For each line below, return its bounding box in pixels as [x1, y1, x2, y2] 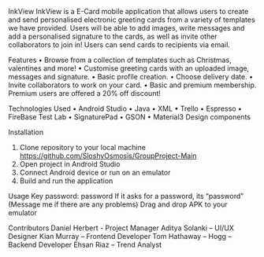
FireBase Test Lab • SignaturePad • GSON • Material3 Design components [8, 112, 251, 121]
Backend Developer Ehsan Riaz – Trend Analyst [8, 240, 162, 249]
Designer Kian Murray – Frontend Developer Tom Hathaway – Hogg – [8, 232, 232, 240]
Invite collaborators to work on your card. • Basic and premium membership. [8, 80, 257, 90]
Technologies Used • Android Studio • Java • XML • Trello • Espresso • [8, 104, 243, 113]
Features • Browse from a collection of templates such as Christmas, [8, 55, 232, 64]
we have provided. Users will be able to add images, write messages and [8, 24, 245, 32]
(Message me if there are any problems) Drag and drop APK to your [8, 200, 229, 209]
